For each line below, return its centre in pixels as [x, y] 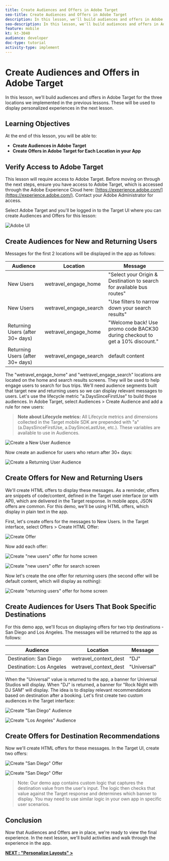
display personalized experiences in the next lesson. [60, 108]
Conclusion [24, 820]
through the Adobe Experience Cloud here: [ [51, 190]
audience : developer [27, 38]
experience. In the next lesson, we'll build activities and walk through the [80, 838]
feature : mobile [22, 29]
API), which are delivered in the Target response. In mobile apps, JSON [79, 501]
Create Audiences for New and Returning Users [81, 241]
